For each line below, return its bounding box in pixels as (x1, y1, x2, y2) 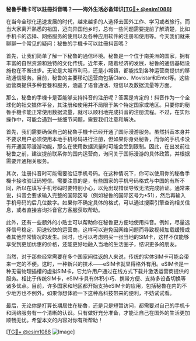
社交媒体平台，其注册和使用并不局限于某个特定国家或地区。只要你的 (21, 102, 185, 108)
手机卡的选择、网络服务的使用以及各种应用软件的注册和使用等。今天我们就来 (6, 33, 190, 40)
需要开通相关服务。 (6, 158, 52, 164)
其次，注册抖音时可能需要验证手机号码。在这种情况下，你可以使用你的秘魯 (6, 170, 185, 177)
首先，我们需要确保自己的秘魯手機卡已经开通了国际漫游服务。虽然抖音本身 (6, 128, 185, 135)
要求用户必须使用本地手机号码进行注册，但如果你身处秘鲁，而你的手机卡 (10, 135, 185, 142)
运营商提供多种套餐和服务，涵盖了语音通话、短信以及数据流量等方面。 (6, 82, 175, 88)
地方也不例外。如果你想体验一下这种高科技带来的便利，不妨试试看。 (10, 290, 175, 297)
